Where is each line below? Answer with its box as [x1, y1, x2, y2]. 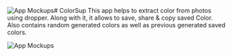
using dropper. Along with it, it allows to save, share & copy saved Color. [7, 14, 213, 22]
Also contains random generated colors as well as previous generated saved [7, 21, 226, 29]
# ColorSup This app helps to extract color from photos [53, 7, 212, 14]
